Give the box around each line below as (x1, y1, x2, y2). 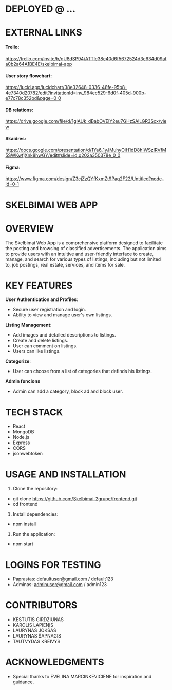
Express (12, 439, 30, 446)
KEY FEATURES (5, 279, 73, 291)
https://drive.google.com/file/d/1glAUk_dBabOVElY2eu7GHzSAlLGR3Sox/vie (5, 118, 167, 124)
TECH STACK (5, 406, 63, 418)
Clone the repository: (12, 486, 58, 492)
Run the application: (12, 531, 55, 537)
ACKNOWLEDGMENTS (5, 657, 104, 668)
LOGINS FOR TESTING (5, 559, 101, 571)
